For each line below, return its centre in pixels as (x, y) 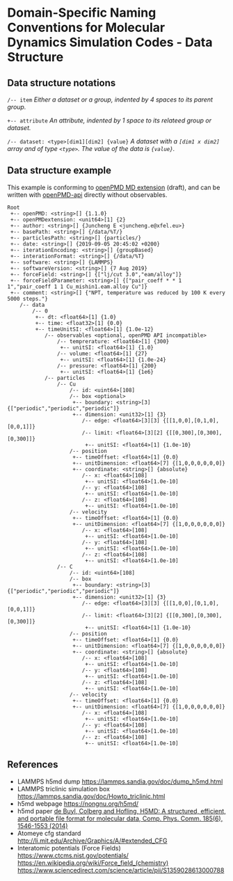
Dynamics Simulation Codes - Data (110, 42)
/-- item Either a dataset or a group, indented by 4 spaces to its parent (110, 100)
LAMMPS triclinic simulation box (63, 788)
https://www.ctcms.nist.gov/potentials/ (73, 855)
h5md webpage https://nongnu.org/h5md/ (78, 803)
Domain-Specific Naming (82, 13)
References (33, 764)
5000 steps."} (28, 299)
